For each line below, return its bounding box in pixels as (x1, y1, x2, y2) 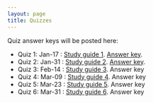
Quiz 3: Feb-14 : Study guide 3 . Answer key (17, 65, 144, 73)
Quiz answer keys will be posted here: (7, 36, 118, 44)
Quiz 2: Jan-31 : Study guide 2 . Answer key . (17, 57, 146, 66)
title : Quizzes (7, 17, 52, 24)
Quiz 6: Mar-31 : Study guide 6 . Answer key (17, 87, 144, 96)
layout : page (7, 10, 46, 18)
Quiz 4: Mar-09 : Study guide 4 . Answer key (17, 72, 147, 81)
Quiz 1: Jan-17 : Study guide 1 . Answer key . (17, 50, 143, 59)
